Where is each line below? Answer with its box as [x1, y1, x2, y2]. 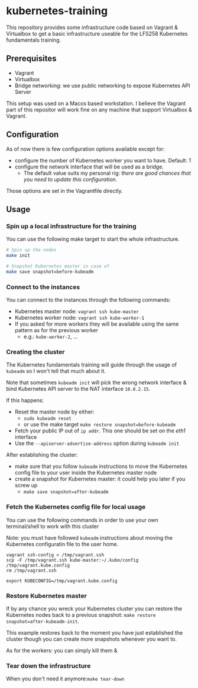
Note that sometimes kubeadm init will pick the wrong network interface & [6, 379, 187, 386]
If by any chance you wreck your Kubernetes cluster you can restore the [6, 605, 182, 612]
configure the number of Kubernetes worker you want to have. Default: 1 [14, 157, 191, 164]
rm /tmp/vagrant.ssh [6, 568, 57, 574]
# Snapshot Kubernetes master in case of [6, 263, 110, 269]
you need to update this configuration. [23, 176, 118, 183]
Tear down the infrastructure [6, 661, 91, 670]
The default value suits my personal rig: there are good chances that [23, 169, 191, 176]
